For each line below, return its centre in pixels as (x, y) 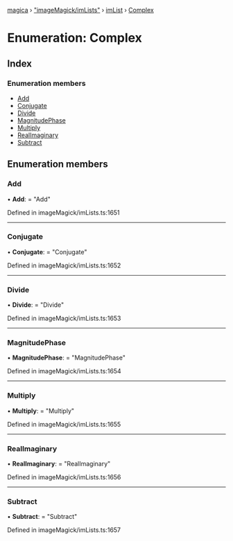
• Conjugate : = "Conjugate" (47, 251)
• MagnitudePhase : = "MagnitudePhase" (67, 358)
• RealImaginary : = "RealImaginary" (59, 464)
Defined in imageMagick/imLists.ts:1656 (64, 477)
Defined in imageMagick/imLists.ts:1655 (64, 424)
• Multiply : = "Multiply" (41, 411)
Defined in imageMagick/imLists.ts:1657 (64, 530)
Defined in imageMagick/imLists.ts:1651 (63, 212)
